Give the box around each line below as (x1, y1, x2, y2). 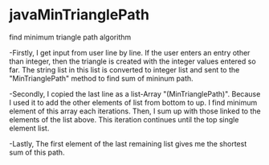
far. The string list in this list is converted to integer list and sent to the (9, 64, 240, 74)
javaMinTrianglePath (9, 6, 149, 24)
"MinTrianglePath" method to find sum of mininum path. (9, 73, 194, 83)
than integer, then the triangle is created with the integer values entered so (9, 56, 256, 66)
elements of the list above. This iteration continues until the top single (9, 114, 239, 124)
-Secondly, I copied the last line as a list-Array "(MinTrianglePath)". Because (9, 89, 261, 98)
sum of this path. (9, 147, 65, 157)
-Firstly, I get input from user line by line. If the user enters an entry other (9, 47, 251, 57)
